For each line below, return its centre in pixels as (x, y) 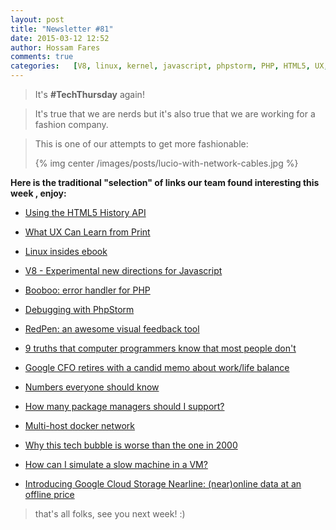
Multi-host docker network (80, 425)
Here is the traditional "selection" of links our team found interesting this (165, 182)
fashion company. (71, 124)
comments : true (42, 57)
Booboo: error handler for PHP (87, 290)
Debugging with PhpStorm (79, 309)
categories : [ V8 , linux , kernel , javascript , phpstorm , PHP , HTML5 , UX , (169, 66)
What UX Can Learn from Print (87, 232)
